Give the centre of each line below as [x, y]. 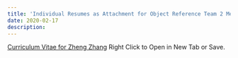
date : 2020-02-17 [33, 21]
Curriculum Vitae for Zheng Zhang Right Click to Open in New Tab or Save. [116, 47]
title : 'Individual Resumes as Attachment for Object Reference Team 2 [115, 14]
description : [27, 27]
